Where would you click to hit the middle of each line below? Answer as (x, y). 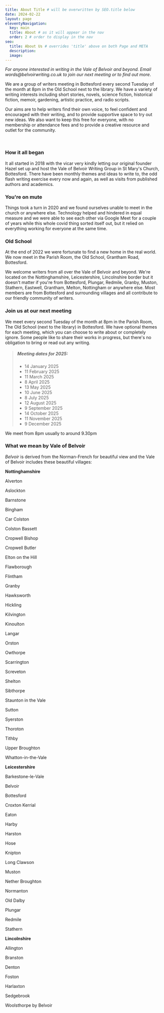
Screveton (15, 672)
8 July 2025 (37, 398)
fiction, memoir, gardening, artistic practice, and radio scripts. (68, 100)
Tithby (12, 738)
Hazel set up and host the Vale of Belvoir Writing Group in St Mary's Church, (82, 168)
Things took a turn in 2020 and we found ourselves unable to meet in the (79, 208)
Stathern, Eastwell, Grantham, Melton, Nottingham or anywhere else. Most (80, 288)
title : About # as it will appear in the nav (57, 32)
